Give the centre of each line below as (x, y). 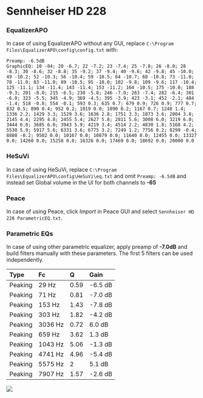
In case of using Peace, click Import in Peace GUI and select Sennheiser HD (100, 212)
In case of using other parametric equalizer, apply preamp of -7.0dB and (97, 247)
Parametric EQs (30, 234)
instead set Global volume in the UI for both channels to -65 (81, 182)
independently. (25, 260)
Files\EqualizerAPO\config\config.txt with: (62, 50)
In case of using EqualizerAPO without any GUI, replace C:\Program (90, 43)
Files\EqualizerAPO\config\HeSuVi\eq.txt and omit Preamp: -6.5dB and (96, 176)
